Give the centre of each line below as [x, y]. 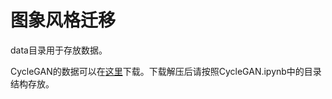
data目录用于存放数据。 [59, 50]
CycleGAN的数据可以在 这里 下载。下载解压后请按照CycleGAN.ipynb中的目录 [166, 71]
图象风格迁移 [63, 20]
